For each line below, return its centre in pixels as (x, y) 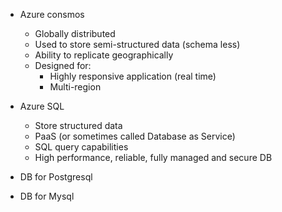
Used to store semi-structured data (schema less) (137, 44)
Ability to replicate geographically (104, 55)
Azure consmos (52, 14)
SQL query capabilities (81, 147)
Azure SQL (42, 106)
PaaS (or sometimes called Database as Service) (135, 136)
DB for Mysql (47, 196)
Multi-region (75, 87)
